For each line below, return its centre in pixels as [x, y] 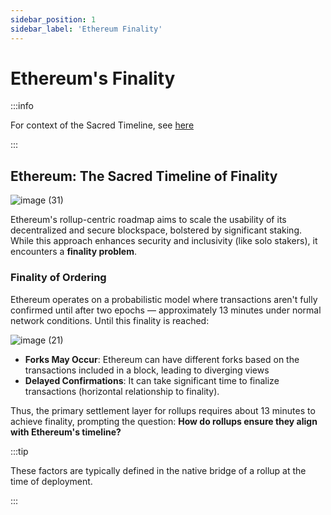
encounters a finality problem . [74, 252]
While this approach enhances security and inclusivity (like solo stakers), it [164, 241]
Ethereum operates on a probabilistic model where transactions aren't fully [164, 299]
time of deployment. [51, 481]
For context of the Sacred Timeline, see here [102, 125]
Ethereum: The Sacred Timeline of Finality [144, 176]
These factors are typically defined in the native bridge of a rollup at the [158, 470]
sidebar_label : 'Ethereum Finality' [86, 29]
